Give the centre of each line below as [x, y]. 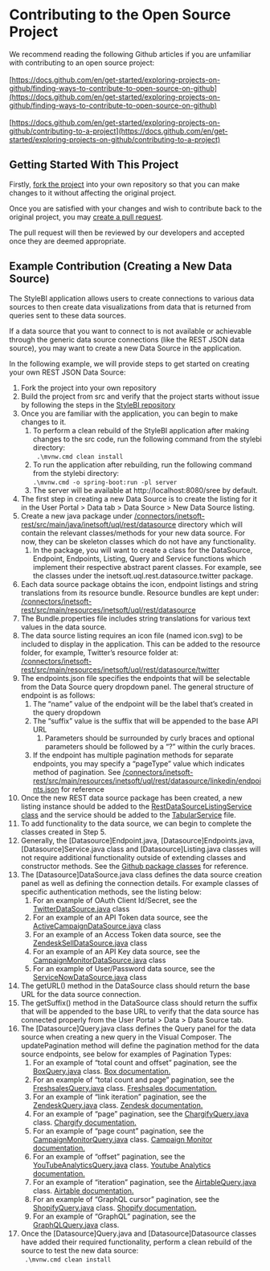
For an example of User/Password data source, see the [124, 968]
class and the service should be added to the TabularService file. [128, 814]
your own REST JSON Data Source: [68, 372]
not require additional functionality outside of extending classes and [133, 857]
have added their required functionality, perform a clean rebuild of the [136, 1242]
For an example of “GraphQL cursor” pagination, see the [126, 1199]
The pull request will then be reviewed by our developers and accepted [127, 232]
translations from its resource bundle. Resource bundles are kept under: [140, 592]
